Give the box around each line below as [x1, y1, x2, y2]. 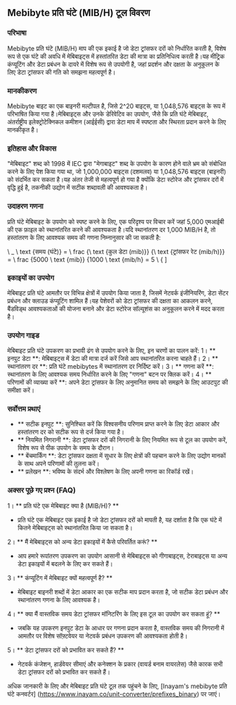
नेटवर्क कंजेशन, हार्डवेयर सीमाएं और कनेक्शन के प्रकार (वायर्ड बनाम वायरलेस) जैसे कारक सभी [17, 659, 223, 668]
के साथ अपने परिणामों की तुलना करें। [17, 459, 100, 468]
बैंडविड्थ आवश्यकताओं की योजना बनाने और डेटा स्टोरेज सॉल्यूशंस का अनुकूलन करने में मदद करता [7, 304, 225, 313]
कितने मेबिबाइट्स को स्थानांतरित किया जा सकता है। [17, 523, 133, 532]
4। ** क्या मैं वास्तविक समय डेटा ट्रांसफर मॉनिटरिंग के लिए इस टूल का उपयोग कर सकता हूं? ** [7, 609, 221, 618]
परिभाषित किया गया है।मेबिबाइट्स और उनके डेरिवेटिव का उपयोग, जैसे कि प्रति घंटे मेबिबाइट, [7, 110, 209, 118]
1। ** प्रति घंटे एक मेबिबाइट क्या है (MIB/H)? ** [7, 501, 119, 510]
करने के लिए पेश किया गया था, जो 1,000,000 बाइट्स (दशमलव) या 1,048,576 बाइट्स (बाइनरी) [7, 167, 227, 176]
